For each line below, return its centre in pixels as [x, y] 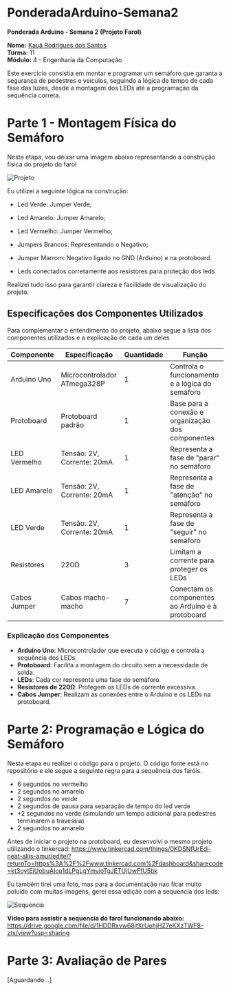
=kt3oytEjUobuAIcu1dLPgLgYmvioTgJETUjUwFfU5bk [82, 870]
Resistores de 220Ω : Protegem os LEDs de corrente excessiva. [107, 687]
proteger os [189, 569]
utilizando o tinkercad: [38, 848]
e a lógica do [190, 383]
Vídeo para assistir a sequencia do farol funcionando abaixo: [96, 918]
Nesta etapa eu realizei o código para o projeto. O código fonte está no [108, 763]
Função [195, 355]
